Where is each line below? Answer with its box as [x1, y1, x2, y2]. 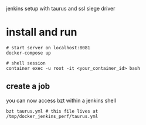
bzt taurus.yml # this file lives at [6, 108, 99, 114]
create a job [6, 82, 50, 92]
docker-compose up [6, 50, 51, 56]
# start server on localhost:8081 [6, 45, 91, 50]
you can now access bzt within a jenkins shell [6, 97, 116, 104]
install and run [6, 26, 77, 39]
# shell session [6, 60, 46, 66]
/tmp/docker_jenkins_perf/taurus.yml [6, 113, 99, 119]
